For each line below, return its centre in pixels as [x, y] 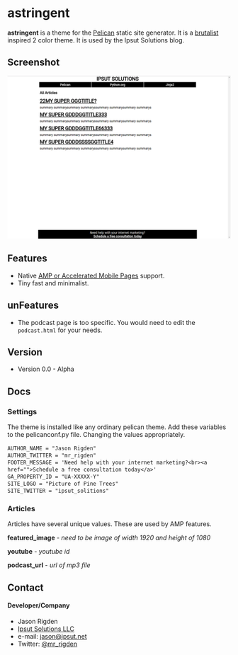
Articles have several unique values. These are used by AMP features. [109, 524]
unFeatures [33, 306]
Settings [22, 411]
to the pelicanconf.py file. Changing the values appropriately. [96, 435]
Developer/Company [39, 605]
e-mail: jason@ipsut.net [52, 636]
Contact [25, 587]
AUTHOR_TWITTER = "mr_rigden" [52, 456]
